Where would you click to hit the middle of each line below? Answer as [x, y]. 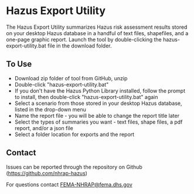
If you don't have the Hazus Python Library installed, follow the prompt [100, 91]
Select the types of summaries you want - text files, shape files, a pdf [98, 122]
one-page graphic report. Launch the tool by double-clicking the [84, 39]
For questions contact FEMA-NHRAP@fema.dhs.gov [69, 184]
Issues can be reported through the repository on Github [74, 167]
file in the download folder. [80, 46]
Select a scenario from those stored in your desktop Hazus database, [98, 103]
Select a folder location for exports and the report [74, 134]
